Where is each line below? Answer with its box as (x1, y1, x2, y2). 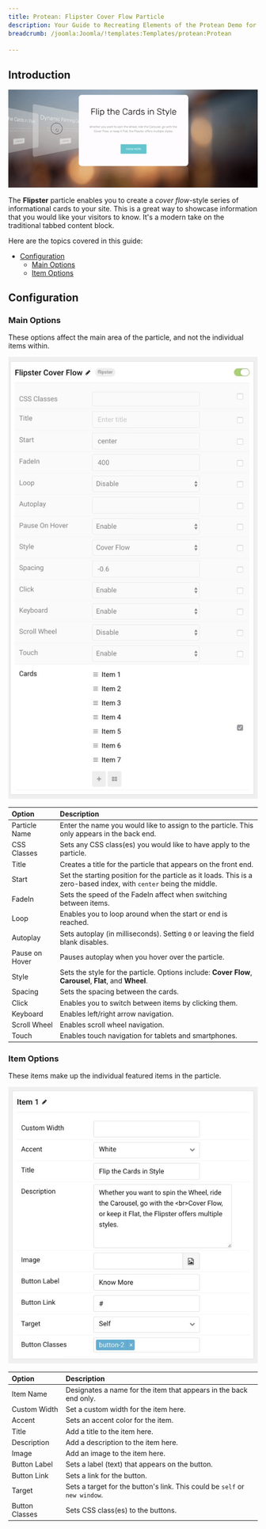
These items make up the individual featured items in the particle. (8, 1071, 222, 1081)
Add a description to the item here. (65, 1437, 178, 1447)
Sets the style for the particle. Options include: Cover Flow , (59, 968, 253, 977)
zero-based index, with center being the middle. (59, 879, 218, 888)
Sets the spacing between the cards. (59, 987, 180, 997)
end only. (65, 1394, 97, 1403)
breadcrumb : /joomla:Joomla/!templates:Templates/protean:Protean (8, 29, 232, 37)
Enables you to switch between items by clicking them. (59, 998, 238, 1007)
